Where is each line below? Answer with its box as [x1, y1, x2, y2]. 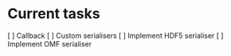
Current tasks [7, 5, 100, 23]
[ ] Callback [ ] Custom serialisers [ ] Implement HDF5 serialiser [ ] [7, 31, 224, 40]
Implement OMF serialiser [7, 39, 92, 48]
